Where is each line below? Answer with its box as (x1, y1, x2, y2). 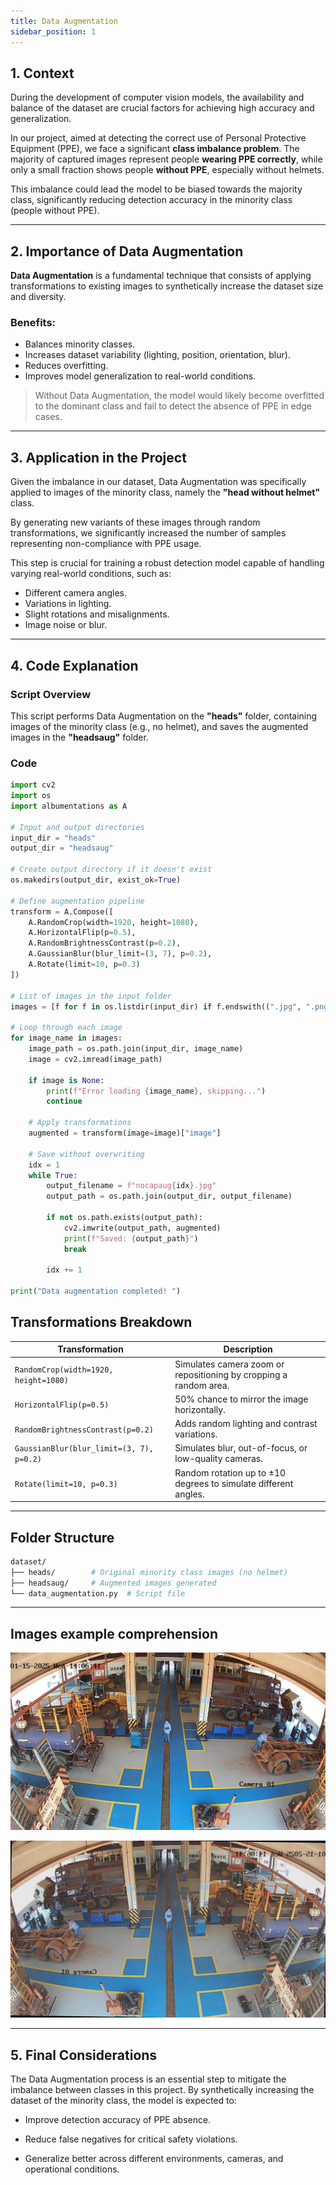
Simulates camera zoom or (174, 1358, 285, 1370)
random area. (174, 1379, 230, 1391)
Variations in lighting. (24, 598, 112, 610)
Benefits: (10, 316, 57, 330)
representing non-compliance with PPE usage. (10, 538, 202, 550)
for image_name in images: (10, 1033, 123, 1044)
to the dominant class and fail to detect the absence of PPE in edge (34, 400, 312, 412)
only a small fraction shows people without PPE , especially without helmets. (10, 164, 325, 176)
